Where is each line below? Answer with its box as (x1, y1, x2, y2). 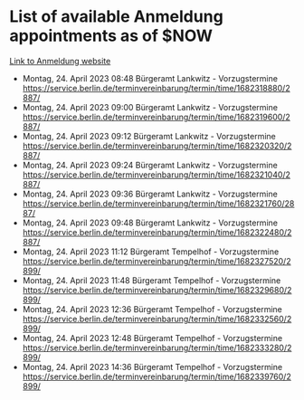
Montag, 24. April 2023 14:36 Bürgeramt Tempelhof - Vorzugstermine (22, 361, 283, 372)
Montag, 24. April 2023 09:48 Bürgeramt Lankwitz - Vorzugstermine (22, 217, 279, 228)
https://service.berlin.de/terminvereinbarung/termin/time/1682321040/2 (22, 169, 291, 180)
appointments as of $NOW (9, 25, 214, 46)
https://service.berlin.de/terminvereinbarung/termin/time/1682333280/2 (22, 342, 292, 353)
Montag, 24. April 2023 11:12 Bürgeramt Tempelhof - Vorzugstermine (22, 246, 280, 257)
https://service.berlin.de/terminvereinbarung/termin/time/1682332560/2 (22, 313, 292, 324)
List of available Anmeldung (9, 6, 223, 27)
